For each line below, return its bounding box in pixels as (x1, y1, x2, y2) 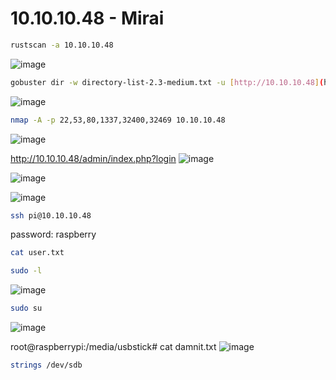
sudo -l (10, 266, 43, 276)
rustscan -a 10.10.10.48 (10, 40, 114, 50)
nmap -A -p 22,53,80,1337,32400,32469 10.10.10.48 (10, 115, 226, 125)
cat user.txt (10, 248, 65, 258)
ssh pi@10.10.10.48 (10, 210, 92, 221)
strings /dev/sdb (10, 360, 83, 371)
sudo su (10, 303, 43, 314)
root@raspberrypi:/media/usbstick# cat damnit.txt (10, 341, 217, 353)
